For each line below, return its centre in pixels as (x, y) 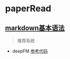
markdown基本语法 (35, 28)
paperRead (28, 9)
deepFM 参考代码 (30, 51)
